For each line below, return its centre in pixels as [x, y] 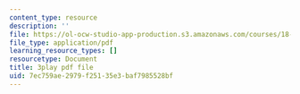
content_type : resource [54, 17]
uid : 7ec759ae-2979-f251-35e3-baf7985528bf [92, 76]
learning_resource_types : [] [63, 51]
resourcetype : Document [54, 59]
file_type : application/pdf [62, 43]
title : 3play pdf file [51, 68]
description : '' [39, 26]
